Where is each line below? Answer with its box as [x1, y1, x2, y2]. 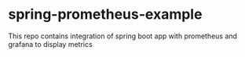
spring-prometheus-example [8, 5, 203, 23]
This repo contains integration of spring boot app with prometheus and [8, 31, 238, 41]
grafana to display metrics [8, 39, 93, 48]
